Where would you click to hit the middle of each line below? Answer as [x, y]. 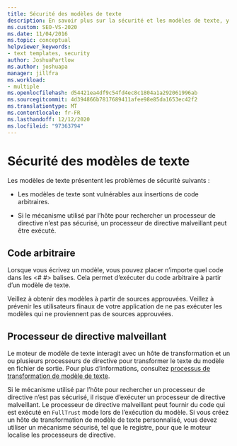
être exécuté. [37, 230]
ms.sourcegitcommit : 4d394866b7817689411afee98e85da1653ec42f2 [103, 100]
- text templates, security [49, 54]
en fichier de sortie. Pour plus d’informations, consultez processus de [109, 369]
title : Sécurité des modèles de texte [64, 14]
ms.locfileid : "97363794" [45, 126]
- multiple [23, 87]
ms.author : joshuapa [38, 67]
